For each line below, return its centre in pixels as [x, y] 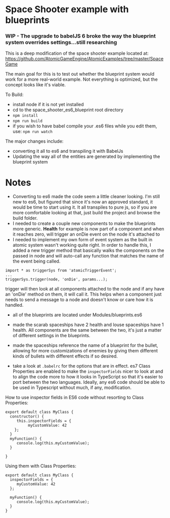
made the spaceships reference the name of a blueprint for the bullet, [85, 345]
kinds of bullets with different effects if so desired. [65, 356]
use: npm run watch [32, 132]
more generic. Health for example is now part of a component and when [88, 229]
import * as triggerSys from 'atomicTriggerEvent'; [61, 271]
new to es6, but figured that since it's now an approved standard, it [83, 202]
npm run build [27, 121]
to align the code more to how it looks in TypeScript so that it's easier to [88, 377]
